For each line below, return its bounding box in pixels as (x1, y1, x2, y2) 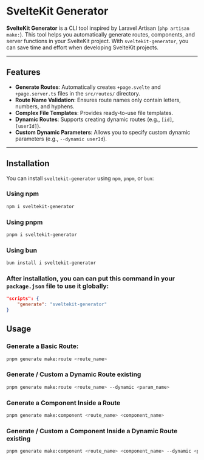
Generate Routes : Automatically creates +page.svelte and (15, 83, 161, 91)
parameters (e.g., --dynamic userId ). (15, 135, 107, 142)
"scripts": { (6, 296, 39, 302)
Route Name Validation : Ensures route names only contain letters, (15, 96, 181, 103)
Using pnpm (6, 218, 43, 226)
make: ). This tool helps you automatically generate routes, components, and (6, 30, 195, 38)
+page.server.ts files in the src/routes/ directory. (15, 89, 141, 97)
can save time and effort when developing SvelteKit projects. (6, 44, 159, 51)
